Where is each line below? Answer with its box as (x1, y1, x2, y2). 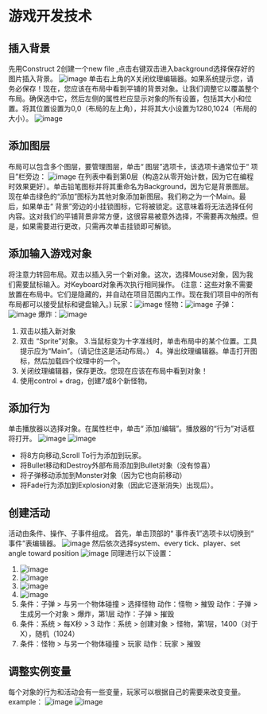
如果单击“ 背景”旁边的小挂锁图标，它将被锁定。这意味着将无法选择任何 (21, 201, 253, 211)
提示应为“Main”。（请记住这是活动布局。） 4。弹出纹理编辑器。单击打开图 (19, 346, 258, 355)
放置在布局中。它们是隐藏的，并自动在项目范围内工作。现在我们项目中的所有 (8, 289, 259, 299)
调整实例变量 (8, 665, 72, 678)
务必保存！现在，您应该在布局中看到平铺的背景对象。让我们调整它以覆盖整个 (8, 84, 259, 93)
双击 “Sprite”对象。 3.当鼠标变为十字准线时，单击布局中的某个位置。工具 (19, 336, 257, 346)
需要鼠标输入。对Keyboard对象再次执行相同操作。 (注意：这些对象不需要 (14, 279, 253, 289)
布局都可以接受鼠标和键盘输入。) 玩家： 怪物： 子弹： (8, 299, 237, 308)
